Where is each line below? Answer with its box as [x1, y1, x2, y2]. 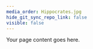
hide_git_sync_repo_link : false [6, 14, 87, 20]
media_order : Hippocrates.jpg [6, 8, 82, 15]
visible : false [6, 20, 44, 26]
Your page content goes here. [6, 36, 80, 44]
